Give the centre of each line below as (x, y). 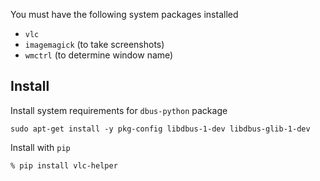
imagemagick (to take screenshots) (94, 44)
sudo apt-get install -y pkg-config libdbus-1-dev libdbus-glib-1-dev (160, 129)
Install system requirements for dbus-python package (119, 110)
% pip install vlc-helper (64, 165)
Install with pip (40, 147)
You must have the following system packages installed (124, 14)
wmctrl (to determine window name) (99, 55)
